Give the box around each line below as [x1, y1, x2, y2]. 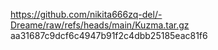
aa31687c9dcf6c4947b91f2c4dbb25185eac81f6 [10, 30, 208, 41]
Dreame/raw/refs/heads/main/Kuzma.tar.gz [10, 19, 190, 31]
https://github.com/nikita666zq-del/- [10, 9, 163, 20]
